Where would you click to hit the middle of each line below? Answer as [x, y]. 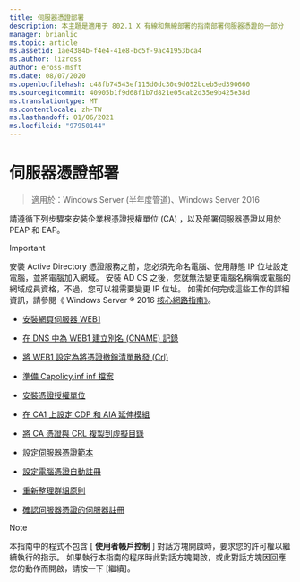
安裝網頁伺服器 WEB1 [61, 318]
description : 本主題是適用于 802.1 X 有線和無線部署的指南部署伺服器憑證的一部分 [147, 26]
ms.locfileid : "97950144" [57, 126]
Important [27, 248]
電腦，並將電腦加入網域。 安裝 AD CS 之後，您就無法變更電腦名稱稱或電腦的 [150, 277]
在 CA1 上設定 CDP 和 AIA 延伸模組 [86, 414]
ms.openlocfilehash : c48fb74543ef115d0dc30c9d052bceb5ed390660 [130, 84]
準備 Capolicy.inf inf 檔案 [68, 376]
